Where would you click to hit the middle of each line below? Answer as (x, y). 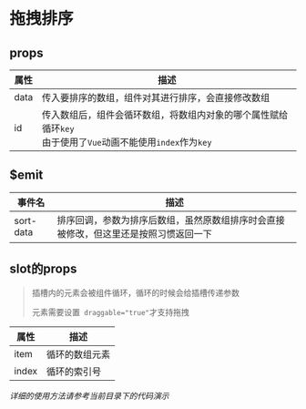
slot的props (43, 269)
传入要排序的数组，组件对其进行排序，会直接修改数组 (156, 98)
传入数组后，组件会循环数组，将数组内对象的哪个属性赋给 (165, 115)
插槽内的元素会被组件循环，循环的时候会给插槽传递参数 (135, 292)
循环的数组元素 (78, 354)
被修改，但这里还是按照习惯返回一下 (134, 233)
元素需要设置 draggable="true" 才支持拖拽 (110, 312)
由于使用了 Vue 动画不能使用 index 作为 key (127, 142)
